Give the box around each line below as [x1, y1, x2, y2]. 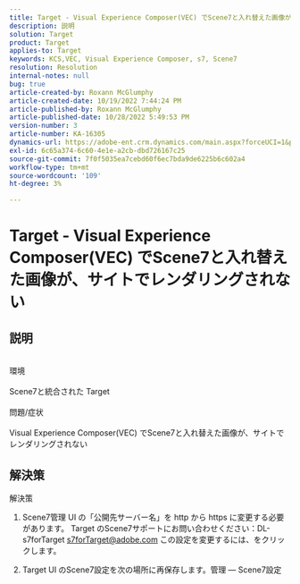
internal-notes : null [9, 72, 90, 80]
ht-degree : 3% [9, 180, 62, 189]
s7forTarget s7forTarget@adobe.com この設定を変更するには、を [21, 534, 262, 545]
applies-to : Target [9, 47, 82, 55]
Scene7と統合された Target [9, 386, 110, 397]
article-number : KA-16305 [9, 130, 105, 139]
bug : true [9, 80, 46, 89]
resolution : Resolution [9, 63, 98, 72]
